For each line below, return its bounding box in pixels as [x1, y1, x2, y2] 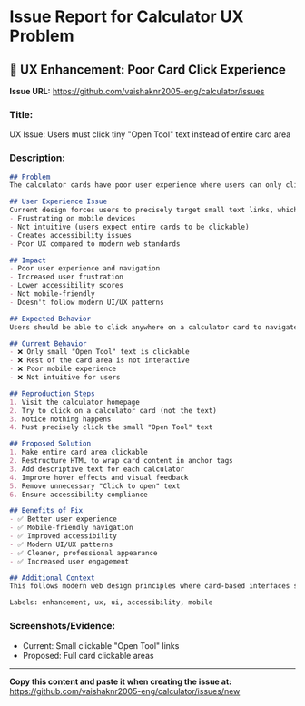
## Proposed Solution [9, 439, 92, 448]
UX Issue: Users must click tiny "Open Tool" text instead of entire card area [9, 129, 291, 140]
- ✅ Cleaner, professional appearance [9, 548, 158, 557]
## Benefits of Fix [9, 506, 84, 515]
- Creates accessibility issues [9, 230, 132, 240]
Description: [9, 152, 65, 164]
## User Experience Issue [9, 197, 107, 206]
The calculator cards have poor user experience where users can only [9, 181, 282, 190]
